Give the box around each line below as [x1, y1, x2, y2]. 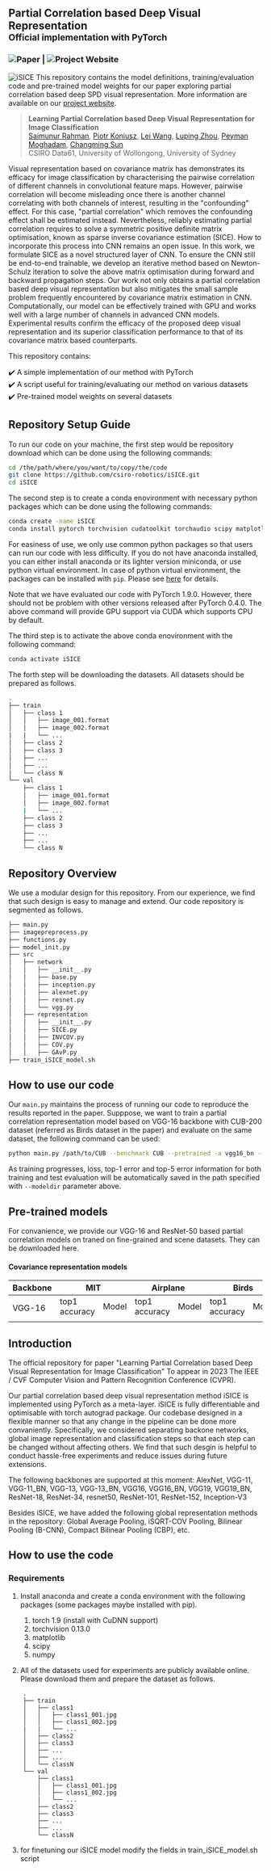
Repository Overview [8, 866, 117, 880]
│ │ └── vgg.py [8, 1003, 74, 1011]
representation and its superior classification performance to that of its [8, 326, 244, 336]
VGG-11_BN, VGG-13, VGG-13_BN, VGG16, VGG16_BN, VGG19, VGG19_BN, [8, 1484, 252, 1494]
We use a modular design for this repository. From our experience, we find [8, 888, 256, 898]
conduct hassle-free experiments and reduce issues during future [8, 1451, 227, 1461]
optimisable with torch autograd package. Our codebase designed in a [8, 1408, 243, 1418]
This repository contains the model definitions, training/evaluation [35, 72, 255, 82]
